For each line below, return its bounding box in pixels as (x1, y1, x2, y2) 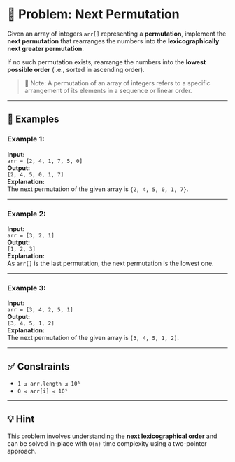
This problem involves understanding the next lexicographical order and (7, 432, 218, 440)
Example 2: (7, 209, 46, 218)
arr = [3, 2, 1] (7, 232, 55, 239)
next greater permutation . (7, 44, 84, 52)
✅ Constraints (7, 360, 70, 372)
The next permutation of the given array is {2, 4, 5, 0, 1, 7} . (7, 185, 189, 193)
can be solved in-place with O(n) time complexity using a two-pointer (7, 439, 208, 447)
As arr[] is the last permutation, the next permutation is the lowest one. (7, 259, 215, 267)
